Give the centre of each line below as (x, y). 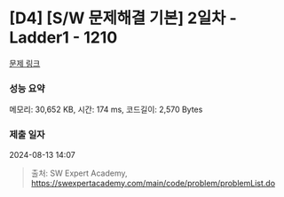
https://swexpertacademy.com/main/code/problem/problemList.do (153, 183)
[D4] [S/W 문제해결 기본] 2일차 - (123, 18)
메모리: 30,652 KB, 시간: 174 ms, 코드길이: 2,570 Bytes (106, 110)
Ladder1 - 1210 (63, 38)
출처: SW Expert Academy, (79, 173)
